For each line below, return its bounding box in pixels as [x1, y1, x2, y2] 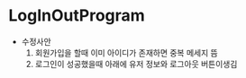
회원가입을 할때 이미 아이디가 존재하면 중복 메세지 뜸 [34, 47, 218, 58]
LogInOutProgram [8, 5, 145, 26]
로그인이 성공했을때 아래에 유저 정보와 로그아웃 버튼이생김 [34, 58, 238, 69]
